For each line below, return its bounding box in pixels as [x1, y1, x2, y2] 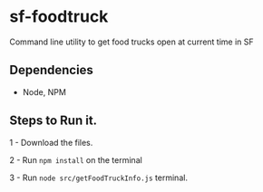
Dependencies [9, 62, 93, 78]
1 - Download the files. [9, 137, 93, 148]
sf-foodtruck [9, 6, 109, 27]
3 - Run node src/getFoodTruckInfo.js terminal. [9, 172, 189, 183]
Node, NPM [22, 86, 66, 97]
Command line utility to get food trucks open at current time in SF [9, 36, 254, 47]
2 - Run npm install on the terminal [9, 154, 142, 165]
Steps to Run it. [9, 113, 98, 129]
